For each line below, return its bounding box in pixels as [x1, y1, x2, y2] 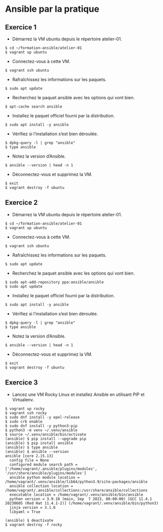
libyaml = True [9, 509, 41, 514]
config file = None [9, 458, 49, 463]
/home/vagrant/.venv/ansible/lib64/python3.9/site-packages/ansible [5, 479, 148, 484]
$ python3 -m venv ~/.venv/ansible [5, 427, 78, 433]
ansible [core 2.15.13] [5, 453, 54, 458]
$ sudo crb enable [5, 419, 43, 424]
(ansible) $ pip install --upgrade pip [5, 436, 87, 441]
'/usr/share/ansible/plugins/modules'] [5, 471, 87, 476]
